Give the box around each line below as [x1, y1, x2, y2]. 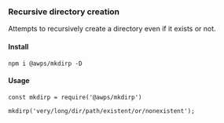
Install [8, 42, 29, 51]
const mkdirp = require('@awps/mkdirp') [8, 93, 143, 101]
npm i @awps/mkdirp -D [8, 60, 83, 67]
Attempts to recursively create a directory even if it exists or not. [8, 24, 216, 34]
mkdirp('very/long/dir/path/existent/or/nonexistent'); [8, 107, 195, 115]
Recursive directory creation [8, 6, 120, 17]
